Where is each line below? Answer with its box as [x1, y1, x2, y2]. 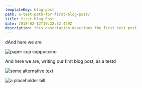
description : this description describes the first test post [5, 26, 137, 31]
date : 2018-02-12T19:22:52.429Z [5, 21, 72, 26]
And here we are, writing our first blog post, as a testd [5, 58, 116, 64]
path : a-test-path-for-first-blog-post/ [5, 12, 91, 17]
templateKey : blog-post [5, 7, 55, 12]
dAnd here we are [5, 39, 42, 45]
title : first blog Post [5, 16, 55, 21]
